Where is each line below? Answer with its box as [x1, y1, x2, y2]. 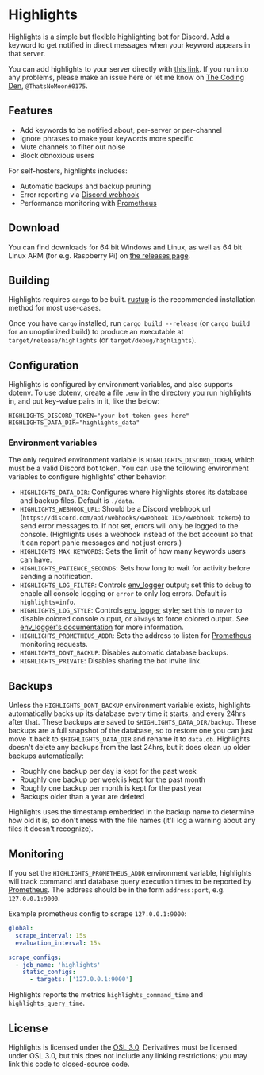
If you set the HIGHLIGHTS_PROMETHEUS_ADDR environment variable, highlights [8, 868, 252, 878]
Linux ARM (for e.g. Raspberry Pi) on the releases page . [8, 250, 191, 260]
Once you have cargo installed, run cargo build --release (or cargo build [8, 319, 251, 328]
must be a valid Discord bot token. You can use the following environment [8, 463, 249, 474]
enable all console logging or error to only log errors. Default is [19, 589, 228, 598]
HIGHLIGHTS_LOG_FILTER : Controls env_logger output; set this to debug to [19, 580, 251, 590]
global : [8, 924, 34, 933]
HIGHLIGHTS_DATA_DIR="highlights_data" [8, 419, 140, 427]
